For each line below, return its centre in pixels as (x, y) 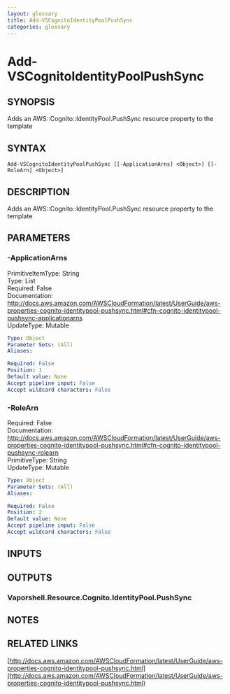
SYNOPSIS (31, 102)
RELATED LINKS (43, 644)
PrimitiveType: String (37, 460)
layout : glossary (33, 14)
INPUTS (24, 554)
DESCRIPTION (38, 192)
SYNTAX (27, 148)
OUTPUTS (30, 578)
